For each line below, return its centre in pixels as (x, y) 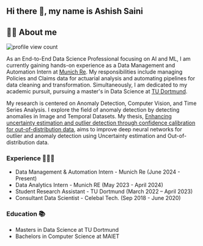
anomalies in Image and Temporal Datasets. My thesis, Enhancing (89, 117)
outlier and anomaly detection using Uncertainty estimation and (86, 136)
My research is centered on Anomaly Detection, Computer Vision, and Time (102, 103)
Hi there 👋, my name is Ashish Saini (75, 11)
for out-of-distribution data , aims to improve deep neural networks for (94, 129)
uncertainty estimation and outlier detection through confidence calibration (101, 123)
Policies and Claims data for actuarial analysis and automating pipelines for (101, 79)
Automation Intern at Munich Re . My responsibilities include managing (94, 72)
